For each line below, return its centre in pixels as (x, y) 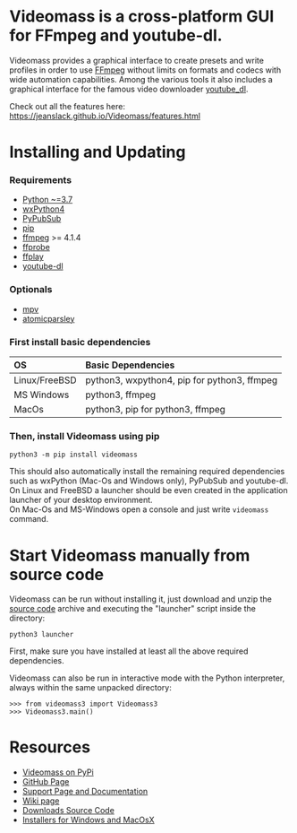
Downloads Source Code (68, 811)
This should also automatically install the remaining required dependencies (147, 472)
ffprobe (36, 247)
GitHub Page (46, 782)
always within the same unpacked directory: (90, 688)
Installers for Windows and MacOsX (88, 820)
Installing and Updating (98, 152)
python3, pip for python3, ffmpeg (156, 410)
